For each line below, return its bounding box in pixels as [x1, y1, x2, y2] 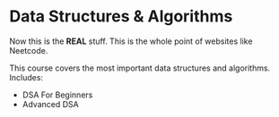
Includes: [9, 71, 43, 82]
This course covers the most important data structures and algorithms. [9, 63, 271, 73]
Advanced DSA [22, 98, 79, 109]
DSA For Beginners [22, 89, 93, 100]
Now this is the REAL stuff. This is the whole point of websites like [9, 36, 253, 46]
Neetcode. [9, 45, 48, 55]
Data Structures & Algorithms [9, 6, 233, 27]
